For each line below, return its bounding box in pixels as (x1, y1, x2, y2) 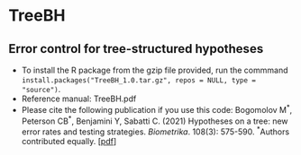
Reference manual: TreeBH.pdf (21, 93, 137, 104)
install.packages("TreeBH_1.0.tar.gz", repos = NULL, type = (21, 76, 257, 85)
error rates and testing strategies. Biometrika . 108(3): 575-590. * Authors (21, 125, 290, 137)
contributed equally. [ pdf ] (21, 135, 117, 146)
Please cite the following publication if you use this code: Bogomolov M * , (21, 103, 293, 115)
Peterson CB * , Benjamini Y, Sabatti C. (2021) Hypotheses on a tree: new (21, 114, 289, 126)
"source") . (21, 84, 61, 94)
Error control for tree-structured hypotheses (8, 41, 264, 56)
